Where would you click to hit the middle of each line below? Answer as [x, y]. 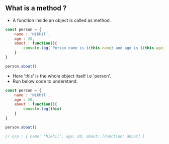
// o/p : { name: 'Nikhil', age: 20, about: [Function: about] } [75, 136]
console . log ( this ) [43, 109]
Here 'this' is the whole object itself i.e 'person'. [62, 76]
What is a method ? [36, 8]
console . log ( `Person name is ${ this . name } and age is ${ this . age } [94, 48]
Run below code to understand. [45, 81]
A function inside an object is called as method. [62, 20]
